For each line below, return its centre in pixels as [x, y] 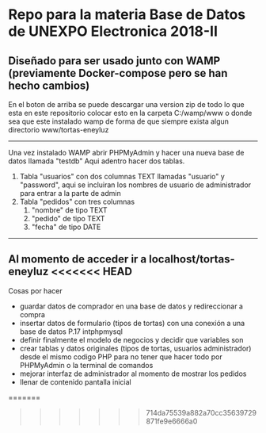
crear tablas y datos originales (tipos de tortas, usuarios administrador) [135, 348]
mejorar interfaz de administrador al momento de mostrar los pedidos [133, 374]
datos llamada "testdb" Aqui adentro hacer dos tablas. [97, 161]
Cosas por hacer [35, 290]
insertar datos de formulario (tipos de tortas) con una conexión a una [132, 323]
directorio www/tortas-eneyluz [59, 130]
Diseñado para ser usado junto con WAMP [114, 61]
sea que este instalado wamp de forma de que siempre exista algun [119, 121]
